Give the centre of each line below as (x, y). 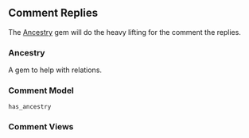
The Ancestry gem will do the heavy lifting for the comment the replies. (124, 32)
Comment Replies (53, 13)
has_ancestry (30, 107)
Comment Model (41, 90)
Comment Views (41, 127)
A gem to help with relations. (55, 70)
